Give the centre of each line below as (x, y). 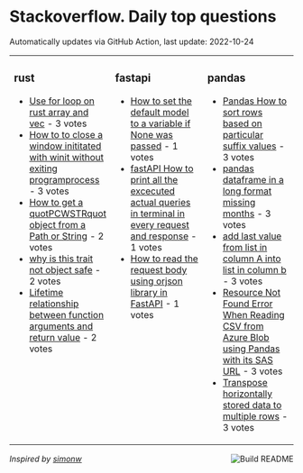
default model (160, 112)
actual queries (161, 202)
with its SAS (248, 359)
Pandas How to (254, 101)
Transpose (245, 382)
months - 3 (247, 214)
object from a (58, 224)
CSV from (243, 326)
